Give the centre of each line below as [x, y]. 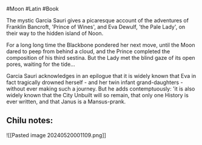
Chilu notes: [30, 121]
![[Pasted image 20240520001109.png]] [56, 135]
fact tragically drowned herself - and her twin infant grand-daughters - [95, 82]
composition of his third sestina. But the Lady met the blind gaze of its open [101, 58]
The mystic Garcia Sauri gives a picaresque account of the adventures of [98, 20]
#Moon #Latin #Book [32, 9]
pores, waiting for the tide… [41, 64]
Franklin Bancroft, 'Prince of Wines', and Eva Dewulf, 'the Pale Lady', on [96, 27]
